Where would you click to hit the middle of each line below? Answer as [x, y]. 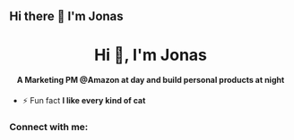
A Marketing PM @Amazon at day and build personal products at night [151, 80]
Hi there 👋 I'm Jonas [66, 16]
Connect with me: [49, 127]
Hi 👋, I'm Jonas [151, 55]
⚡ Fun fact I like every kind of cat [84, 100]
